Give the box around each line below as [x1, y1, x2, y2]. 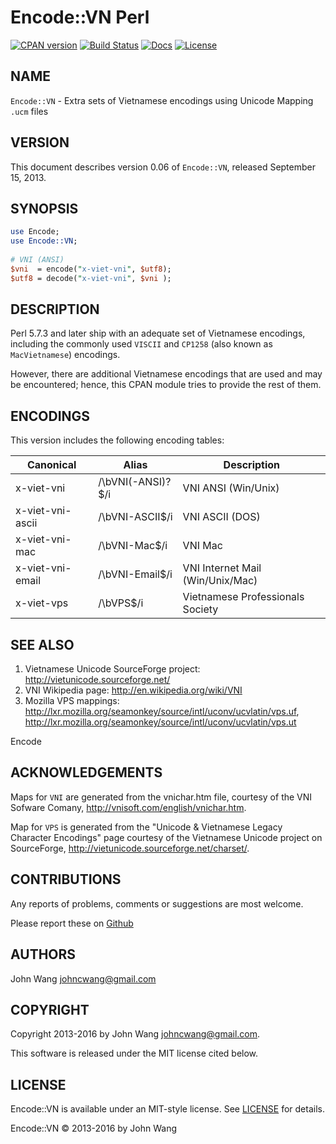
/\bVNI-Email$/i [98, 567, 173, 581]
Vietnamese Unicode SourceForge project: [24, 663, 201, 675]
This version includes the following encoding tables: [10, 434, 225, 446]
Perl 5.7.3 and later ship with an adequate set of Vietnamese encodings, [10, 327, 306, 340]
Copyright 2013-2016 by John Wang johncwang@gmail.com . [10, 1028, 261, 1040]
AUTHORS [10, 946, 77, 963]
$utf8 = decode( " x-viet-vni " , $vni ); [10, 273, 172, 283]
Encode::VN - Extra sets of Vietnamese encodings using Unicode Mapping [10, 94, 314, 106]
